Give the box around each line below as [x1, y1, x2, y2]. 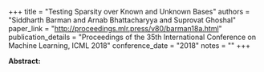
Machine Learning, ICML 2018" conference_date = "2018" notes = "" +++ [8, 41, 251, 50]
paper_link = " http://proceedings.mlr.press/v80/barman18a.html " [8, 24, 222, 33]
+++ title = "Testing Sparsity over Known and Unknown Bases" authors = [8, 7, 250, 16]
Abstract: [8, 56, 41, 66]
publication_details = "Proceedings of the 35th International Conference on [8, 32, 257, 42]
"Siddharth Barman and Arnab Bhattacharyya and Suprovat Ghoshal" [8, 15, 237, 25]
